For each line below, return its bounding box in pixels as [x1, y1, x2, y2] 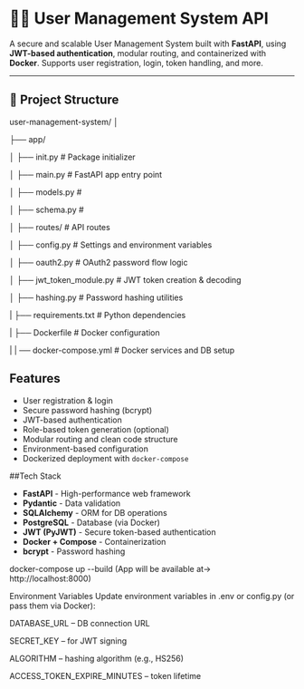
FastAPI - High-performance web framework [22, 488, 192, 499]
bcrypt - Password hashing [22, 546, 126, 557]
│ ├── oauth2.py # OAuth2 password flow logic [9, 257, 188, 267]
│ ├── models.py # [9, 186, 82, 198]
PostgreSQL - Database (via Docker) [22, 517, 161, 528]
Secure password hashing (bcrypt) [22, 404, 153, 415]
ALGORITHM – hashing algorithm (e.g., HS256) [9, 653, 184, 664]
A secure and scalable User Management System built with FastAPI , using [9, 38, 287, 49]
